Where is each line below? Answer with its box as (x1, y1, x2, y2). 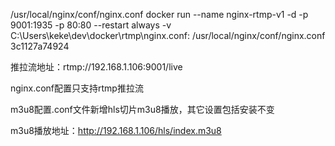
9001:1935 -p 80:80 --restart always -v (10, 19, 172, 31)
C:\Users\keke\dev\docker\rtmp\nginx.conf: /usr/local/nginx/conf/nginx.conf (10, 30, 326, 41)
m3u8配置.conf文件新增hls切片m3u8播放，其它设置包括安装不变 (10, 104, 275, 115)
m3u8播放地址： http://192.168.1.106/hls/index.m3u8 (10, 125, 222, 136)
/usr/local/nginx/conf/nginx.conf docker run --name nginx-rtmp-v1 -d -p (10, 9, 309, 20)
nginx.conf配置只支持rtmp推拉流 (10, 82, 144, 94)
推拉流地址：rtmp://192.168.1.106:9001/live (10, 61, 183, 73)
